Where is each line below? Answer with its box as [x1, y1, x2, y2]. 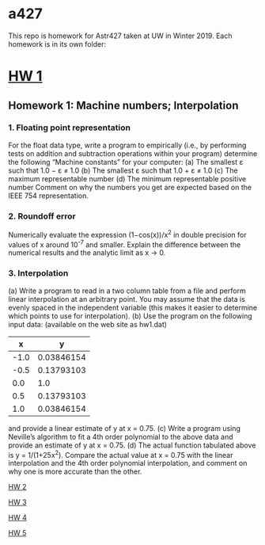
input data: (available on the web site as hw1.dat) [8, 319, 168, 329]
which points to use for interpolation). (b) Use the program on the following [8, 311, 253, 321]
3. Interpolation [8, 268, 69, 279]
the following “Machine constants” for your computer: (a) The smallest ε [8, 157, 244, 166]
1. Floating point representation [8, 122, 131, 133]
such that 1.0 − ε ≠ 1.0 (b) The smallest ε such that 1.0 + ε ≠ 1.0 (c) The [8, 166, 239, 175]
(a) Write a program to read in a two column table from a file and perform [8, 286, 247, 295]
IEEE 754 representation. [8, 191, 89, 200]
